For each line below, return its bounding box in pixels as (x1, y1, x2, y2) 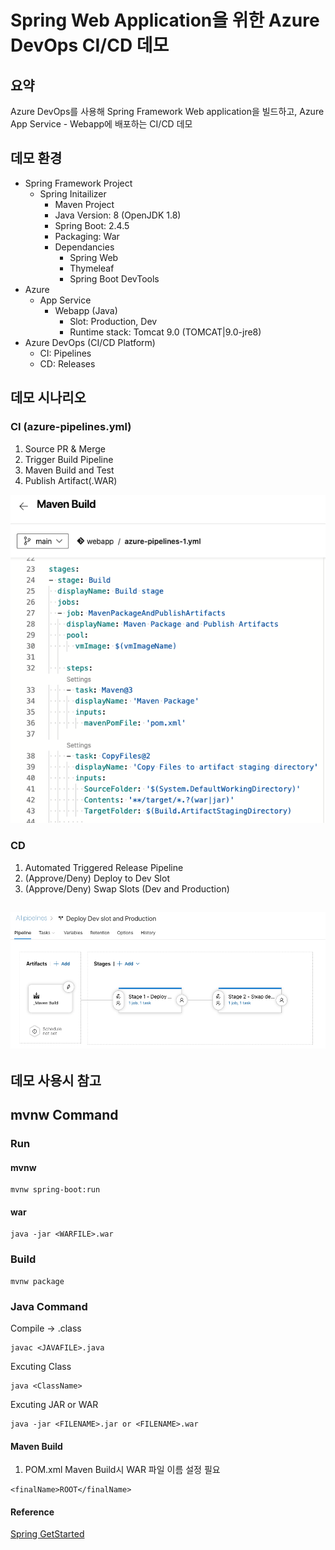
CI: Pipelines (39, 347, 92, 359)
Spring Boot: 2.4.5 (54, 219, 130, 231)
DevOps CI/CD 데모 (10, 34, 170, 57)
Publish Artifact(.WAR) (24, 474, 118, 486)
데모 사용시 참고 (10, 1072, 102, 1089)
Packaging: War (54, 230, 120, 242)
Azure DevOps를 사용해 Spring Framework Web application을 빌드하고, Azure (10, 106, 325, 117)
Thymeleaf (69, 262, 115, 274)
